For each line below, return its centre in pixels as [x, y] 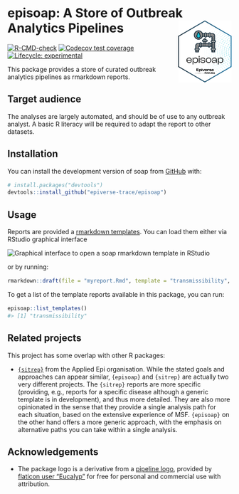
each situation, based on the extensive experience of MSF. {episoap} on [123, 414]
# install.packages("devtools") [55, 185]
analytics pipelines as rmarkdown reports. [69, 77]
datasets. [21, 131]
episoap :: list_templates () [47, 308]
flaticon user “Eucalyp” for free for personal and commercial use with [119, 477]
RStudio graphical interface [47, 239]
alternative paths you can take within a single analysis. [97, 429]
